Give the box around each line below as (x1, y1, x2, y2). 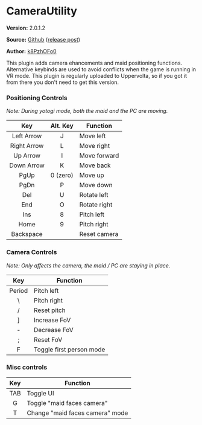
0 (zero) (50, 171, 74, 179)
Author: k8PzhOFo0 (6, 47, 57, 55)
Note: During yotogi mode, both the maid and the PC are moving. (6, 107, 168, 115)
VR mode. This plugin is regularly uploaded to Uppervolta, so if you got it (6, 72, 188, 79)
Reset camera (79, 230, 119, 238)
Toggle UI (27, 389, 54, 397)
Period (9, 286, 28, 295)
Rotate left (79, 191, 109, 199)
